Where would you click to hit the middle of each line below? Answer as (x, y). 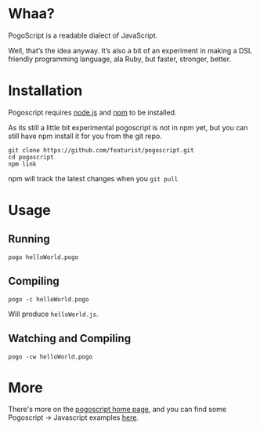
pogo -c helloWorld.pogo (49, 299)
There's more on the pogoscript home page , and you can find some (117, 410)
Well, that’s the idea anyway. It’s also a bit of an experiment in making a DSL (130, 50)
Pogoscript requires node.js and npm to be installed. (92, 112)
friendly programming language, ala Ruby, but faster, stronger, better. (120, 59)
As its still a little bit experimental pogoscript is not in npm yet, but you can (128, 127)
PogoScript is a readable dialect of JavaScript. (83, 35)
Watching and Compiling (70, 339)
